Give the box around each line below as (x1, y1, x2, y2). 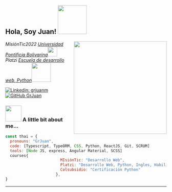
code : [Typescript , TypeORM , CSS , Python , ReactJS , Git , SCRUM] (10, 143, 150, 149)
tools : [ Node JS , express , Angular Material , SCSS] (10, 148, 123, 153)
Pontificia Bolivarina (5, 52, 48, 58)
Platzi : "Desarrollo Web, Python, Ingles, (60, 162, 153, 167)
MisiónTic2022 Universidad (5, 41, 63, 47)
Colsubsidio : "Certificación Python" (60, 167, 141, 173)
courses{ (10, 153, 29, 158)
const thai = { (5, 134, 38, 139)
